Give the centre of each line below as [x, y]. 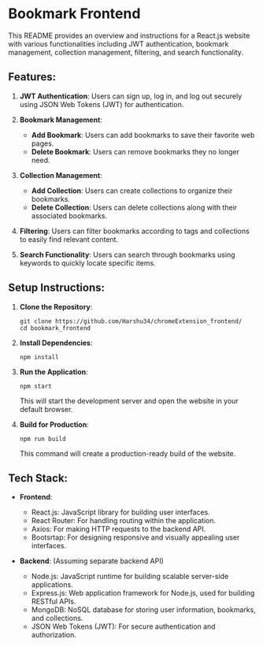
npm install [39, 357]
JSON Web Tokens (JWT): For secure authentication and [123, 626]
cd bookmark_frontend [55, 328]
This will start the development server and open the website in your [129, 401]
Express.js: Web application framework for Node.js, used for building [143, 593]
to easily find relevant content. [69, 239]
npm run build [43, 439]
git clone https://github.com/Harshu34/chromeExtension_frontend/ [131, 321]
